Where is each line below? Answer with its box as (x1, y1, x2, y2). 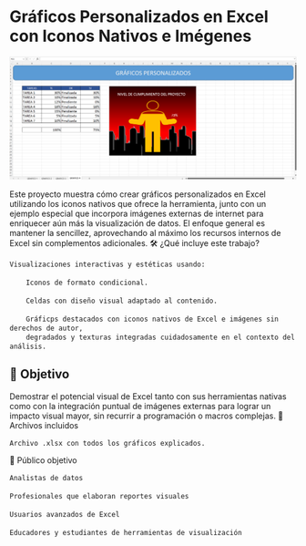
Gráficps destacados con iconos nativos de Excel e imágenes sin (25, 314, 280, 324)
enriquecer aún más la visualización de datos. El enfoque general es (9, 218, 266, 229)
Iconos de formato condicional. (25, 278, 148, 287)
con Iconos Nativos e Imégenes (9, 26, 252, 46)
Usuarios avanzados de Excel (9, 510, 120, 519)
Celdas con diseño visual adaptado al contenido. (25, 296, 219, 305)
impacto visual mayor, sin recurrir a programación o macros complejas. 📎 (9, 410, 284, 421)
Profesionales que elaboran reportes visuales (9, 491, 189, 500)
